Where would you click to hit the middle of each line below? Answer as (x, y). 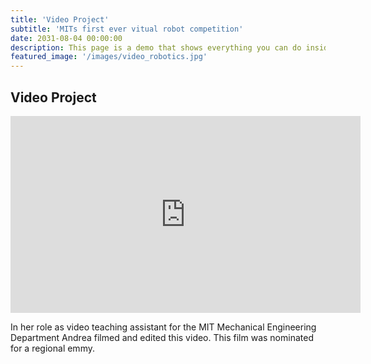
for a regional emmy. (52, 348)
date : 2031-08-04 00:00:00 (66, 38)
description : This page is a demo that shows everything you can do (156, 47)
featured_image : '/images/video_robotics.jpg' (109, 57)
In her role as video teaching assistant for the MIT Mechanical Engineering (163, 327)
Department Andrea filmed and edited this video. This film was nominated (162, 337)
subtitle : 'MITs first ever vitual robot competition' (127, 29)
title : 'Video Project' (60, 19)
